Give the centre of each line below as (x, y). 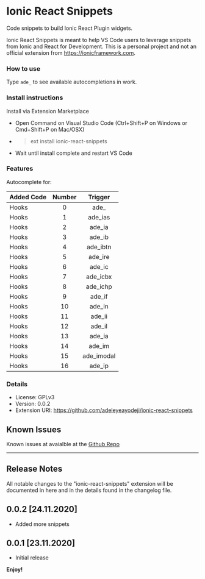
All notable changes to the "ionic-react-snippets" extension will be (90, 483)
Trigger (99, 197)
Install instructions (35, 98)
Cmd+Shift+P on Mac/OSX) (50, 129)
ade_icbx (99, 277)
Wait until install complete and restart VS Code (74, 153)
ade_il (99, 326)
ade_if (99, 296)
